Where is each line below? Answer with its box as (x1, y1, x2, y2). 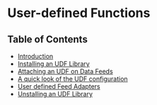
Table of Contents (7, 33, 88, 45)
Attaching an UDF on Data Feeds (17, 67, 113, 75)
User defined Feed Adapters (17, 82, 100, 90)
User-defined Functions (7, 5, 151, 21)
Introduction (17, 52, 54, 60)
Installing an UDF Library (17, 60, 90, 68)
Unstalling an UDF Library (17, 90, 93, 98)
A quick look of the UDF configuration (17, 74, 129, 83)
